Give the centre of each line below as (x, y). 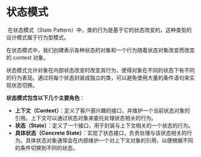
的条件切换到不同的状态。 (46, 147)
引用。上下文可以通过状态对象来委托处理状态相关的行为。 (86, 118)
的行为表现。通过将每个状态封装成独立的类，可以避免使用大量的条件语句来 (98, 78)
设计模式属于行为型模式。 (38, 37)
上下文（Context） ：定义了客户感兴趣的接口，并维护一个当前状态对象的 (102, 110)
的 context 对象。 (28, 57)
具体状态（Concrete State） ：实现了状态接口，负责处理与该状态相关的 (101, 133)
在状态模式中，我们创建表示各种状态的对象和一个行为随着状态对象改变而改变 (100, 50)
